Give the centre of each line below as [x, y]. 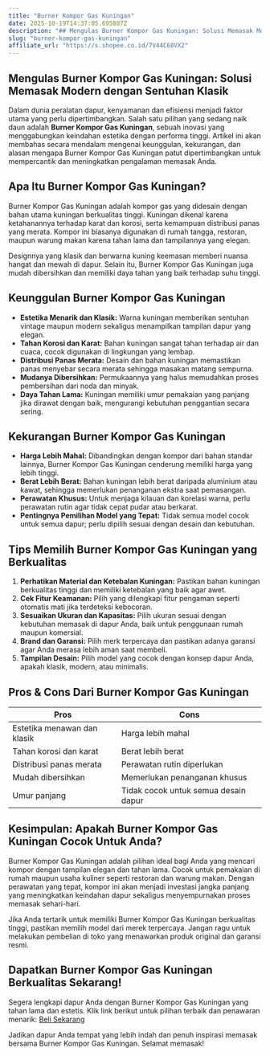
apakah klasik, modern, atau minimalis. [84, 667]
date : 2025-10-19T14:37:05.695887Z [68, 23]
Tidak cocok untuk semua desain [184, 790]
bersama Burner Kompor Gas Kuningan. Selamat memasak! [106, 1043]
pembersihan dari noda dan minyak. [79, 386]
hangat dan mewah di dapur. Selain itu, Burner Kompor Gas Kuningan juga [131, 264]
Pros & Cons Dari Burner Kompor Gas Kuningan [129, 692]
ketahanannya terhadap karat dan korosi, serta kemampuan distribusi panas [134, 223]
